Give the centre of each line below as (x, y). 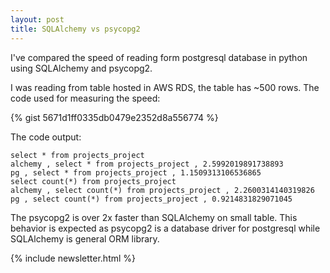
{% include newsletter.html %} (73, 258)
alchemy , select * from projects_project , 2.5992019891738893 (147, 164)
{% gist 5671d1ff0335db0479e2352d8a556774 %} (114, 117)
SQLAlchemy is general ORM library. (85, 238)
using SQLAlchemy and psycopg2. (81, 68)
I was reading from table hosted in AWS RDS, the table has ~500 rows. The (165, 87)
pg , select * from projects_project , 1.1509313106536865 (136, 172)
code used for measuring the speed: (85, 98)
